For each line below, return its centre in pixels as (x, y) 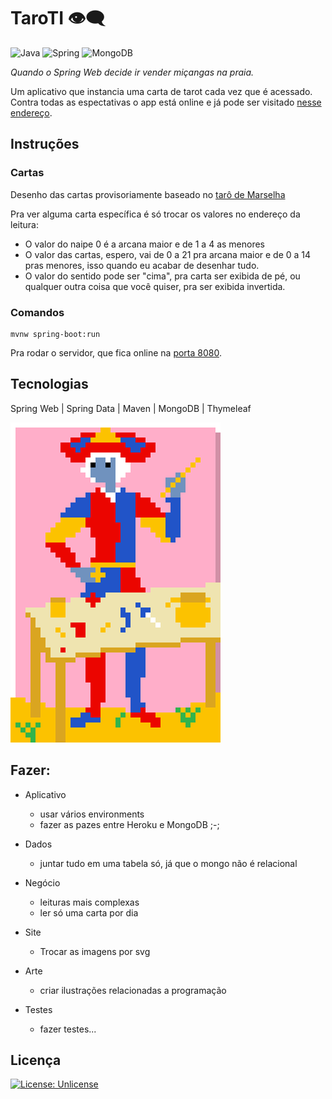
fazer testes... (68, 1029)
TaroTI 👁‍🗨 (58, 18)
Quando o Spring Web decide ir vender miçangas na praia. (132, 72)
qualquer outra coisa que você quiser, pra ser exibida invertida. (155, 286)
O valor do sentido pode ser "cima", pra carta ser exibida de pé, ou (162, 276)
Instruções (45, 144)
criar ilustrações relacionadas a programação (133, 990)
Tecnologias (49, 384)
